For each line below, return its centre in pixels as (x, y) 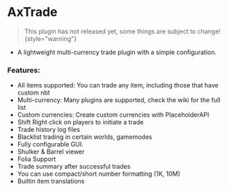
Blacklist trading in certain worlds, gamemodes (85, 137)
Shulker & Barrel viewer (51, 152)
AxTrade (32, 12)
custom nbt (33, 93)
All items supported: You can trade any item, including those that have (118, 85)
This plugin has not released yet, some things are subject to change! (122, 31)
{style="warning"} (50, 38)
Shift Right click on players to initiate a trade (80, 122)
